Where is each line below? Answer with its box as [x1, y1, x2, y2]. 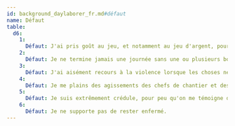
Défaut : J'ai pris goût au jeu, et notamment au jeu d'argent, [25, 43, 215, 50]
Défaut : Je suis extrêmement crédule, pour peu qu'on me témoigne [25, 95, 224, 102]
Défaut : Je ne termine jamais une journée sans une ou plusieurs [25, 56, 220, 63]
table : [6, 23, 26, 30]
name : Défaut [6, 17, 45, 24]
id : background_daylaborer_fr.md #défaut [6, 10, 127, 17]
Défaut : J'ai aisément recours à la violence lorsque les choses [25, 69, 220, 76]
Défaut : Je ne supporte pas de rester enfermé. [25, 108, 168, 115]
